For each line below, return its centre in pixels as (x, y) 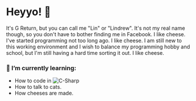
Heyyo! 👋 (28, 12)
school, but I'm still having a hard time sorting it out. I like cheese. (85, 53)
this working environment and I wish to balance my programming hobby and (98, 47)
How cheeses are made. (44, 93)
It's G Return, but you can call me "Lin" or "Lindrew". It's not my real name (96, 28)
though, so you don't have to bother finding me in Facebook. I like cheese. (96, 34)
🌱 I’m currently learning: (41, 68)
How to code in (33, 81)
